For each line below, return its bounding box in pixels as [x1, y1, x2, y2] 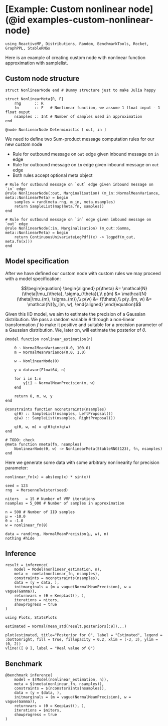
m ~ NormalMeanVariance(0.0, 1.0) [14, 350, 86, 355]
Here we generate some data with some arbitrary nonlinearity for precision [5, 459, 159, 465]
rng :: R [14, 101, 44, 106]
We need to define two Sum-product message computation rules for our [5, 136, 154, 142]
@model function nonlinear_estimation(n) [5, 337, 93, 342]
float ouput [5, 109, 30, 115]
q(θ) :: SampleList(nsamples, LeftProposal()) [14, 411, 113, 416]
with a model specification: [5, 276, 61, 282]
